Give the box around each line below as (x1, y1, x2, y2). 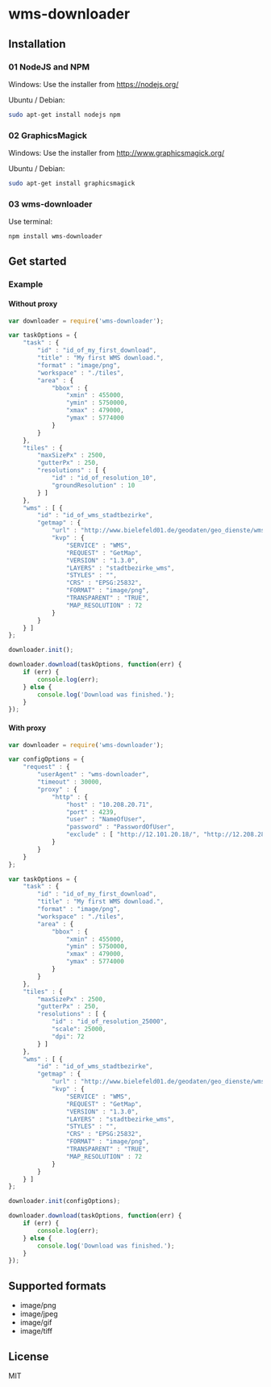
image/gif (19, 1318, 52, 1327)
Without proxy (8, 299, 58, 308)
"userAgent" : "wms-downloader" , (37, 771, 150, 779)
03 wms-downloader (8, 198, 93, 210)
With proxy (8, 723, 47, 733)
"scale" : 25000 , (51, 1026, 106, 1034)
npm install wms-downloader (8, 232, 103, 240)
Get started (8, 255, 67, 269)
